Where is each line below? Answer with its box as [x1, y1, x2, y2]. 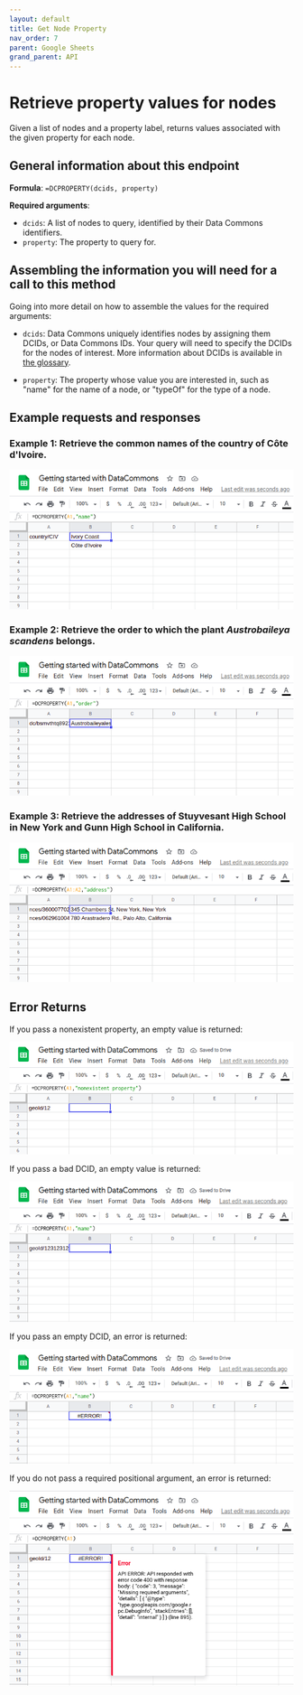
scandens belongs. [9, 635, 96, 648]
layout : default [9, 14, 70, 23]
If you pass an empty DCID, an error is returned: [9, 1331, 188, 1342]
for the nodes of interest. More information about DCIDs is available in [22, 347, 282, 358]
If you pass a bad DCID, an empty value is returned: [9, 1163, 201, 1174]
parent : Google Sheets [9, 43, 95, 52]
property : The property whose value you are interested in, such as [22, 374, 270, 385]
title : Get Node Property [9, 23, 106, 33]
